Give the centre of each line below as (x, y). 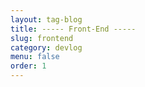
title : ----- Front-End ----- (73, 29)
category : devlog (46, 47)
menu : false (35, 57)
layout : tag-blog (46, 19)
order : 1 (28, 66)
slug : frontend (42, 38)
